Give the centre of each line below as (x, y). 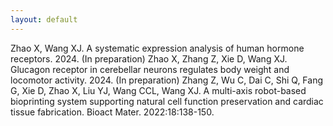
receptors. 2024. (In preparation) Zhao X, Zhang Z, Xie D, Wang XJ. (149, 58)
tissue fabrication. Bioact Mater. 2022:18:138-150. (112, 112)
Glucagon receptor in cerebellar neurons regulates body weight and (150, 69)
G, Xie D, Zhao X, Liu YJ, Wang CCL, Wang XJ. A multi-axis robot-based (158, 90)
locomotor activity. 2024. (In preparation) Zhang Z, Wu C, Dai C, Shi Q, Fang (167, 80)
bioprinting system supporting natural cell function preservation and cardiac (167, 101)
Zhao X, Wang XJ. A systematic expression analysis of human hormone (157, 48)
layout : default (44, 19)
